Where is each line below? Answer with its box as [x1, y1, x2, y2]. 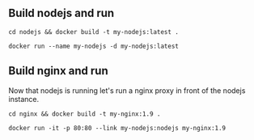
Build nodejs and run [8, 6, 115, 20]
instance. [8, 94, 40, 104]
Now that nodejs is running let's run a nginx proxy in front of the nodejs [8, 85, 246, 95]
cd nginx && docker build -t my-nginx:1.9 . [8, 109, 161, 118]
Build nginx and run [8, 64, 108, 78]
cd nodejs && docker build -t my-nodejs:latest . [8, 28, 180, 36]
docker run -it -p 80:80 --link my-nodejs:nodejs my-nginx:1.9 [8, 124, 226, 132]
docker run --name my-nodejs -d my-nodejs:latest [8, 42, 180, 50]
